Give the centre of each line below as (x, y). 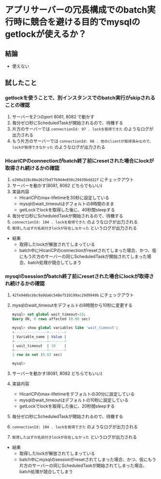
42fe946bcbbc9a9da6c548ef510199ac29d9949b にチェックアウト (73, 295)
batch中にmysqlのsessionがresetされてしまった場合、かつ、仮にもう (88, 460)
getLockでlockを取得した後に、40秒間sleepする (67, 209)
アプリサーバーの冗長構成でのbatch (76, 10)
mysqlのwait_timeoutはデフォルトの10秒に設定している (74, 400)
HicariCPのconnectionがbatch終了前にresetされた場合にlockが (80, 160)
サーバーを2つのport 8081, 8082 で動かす (53, 116)
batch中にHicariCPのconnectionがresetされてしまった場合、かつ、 (86, 250)
